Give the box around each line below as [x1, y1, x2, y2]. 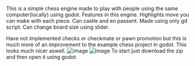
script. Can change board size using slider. [6, 23, 110, 30]
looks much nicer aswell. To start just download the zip [6, 47, 183, 54]
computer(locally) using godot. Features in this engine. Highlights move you [6, 11, 190, 18]
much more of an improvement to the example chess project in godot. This [6, 41, 187, 48]
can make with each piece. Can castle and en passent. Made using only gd [6, 18, 188, 24]
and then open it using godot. [6, 54, 78, 60]
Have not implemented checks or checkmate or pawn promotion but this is [6, 35, 187, 41]
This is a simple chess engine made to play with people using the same [6, 5, 178, 12]
